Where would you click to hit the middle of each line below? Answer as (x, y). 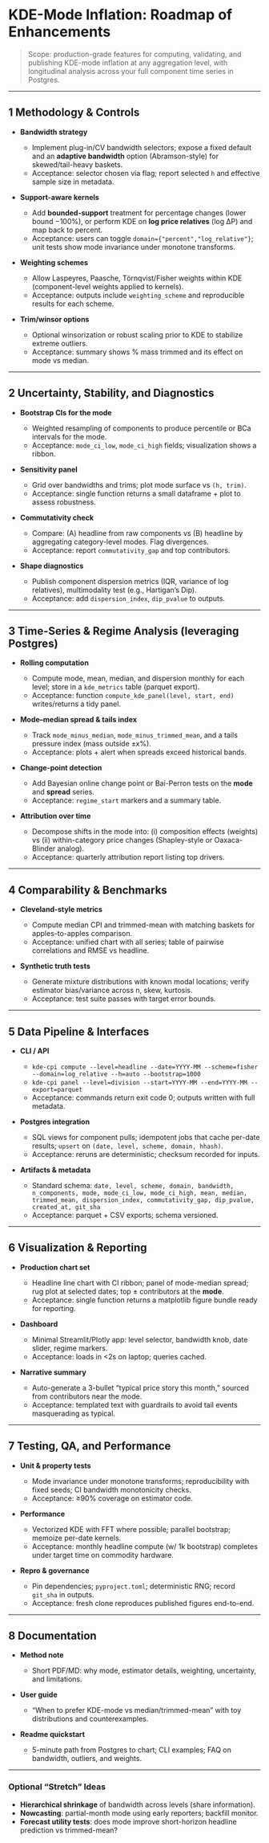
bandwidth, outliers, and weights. (87, 1759)
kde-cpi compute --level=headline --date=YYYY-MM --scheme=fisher (145, 1067)
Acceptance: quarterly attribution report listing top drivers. (128, 857)
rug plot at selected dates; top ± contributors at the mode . (128, 1291)
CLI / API (34, 1051)
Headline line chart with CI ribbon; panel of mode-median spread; (140, 1282)
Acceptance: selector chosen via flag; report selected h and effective (146, 173)
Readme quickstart (52, 1735)
